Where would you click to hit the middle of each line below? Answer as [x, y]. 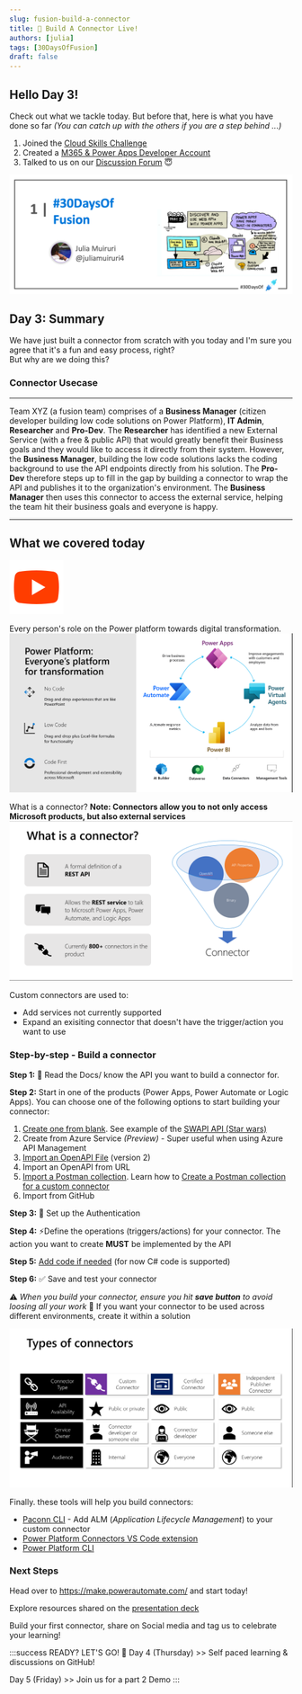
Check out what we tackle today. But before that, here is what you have [142, 116]
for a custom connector [66, 1186]
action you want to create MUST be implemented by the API [120, 1244]
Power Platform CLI [58, 1547]
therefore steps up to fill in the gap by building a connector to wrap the [157, 477]
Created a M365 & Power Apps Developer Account [116, 152]
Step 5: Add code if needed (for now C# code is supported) [120, 1261]
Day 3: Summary [57, 319]
